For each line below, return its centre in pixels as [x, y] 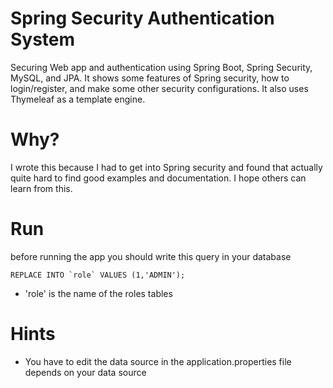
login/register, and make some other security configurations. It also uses [159, 88]
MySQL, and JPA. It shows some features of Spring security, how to [150, 78]
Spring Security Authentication [142, 18]
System [43, 39]
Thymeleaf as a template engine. [78, 99]
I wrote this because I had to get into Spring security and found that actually [166, 167]
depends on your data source [85, 372]
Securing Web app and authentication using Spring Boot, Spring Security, [161, 67]
